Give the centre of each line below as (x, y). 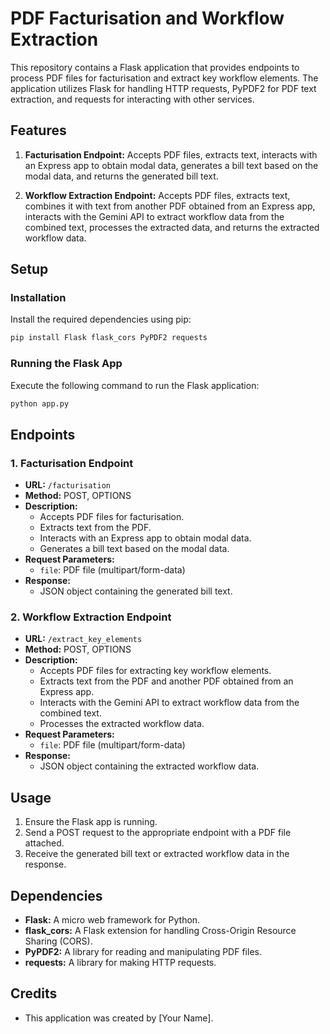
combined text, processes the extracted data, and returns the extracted (172, 227)
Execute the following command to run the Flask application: (135, 385)
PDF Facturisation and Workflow (147, 18)
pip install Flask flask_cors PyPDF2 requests (109, 338)
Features (38, 130)
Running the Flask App (66, 364)
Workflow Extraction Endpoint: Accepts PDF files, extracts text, (157, 195)
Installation (38, 298)
